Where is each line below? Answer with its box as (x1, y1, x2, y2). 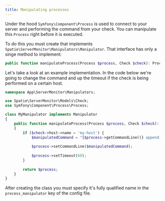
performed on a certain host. (5, 80, 63, 86)
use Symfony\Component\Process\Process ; (5, 103, 89, 108)
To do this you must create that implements (5, 40, 93, 47)
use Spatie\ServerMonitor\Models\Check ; (5, 99, 89, 103)
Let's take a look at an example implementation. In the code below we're (5, 69, 151, 75)
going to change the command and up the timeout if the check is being (5, 75, 149, 81)
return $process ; (23, 167, 58, 172)
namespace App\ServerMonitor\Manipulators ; (5, 90, 96, 95)
